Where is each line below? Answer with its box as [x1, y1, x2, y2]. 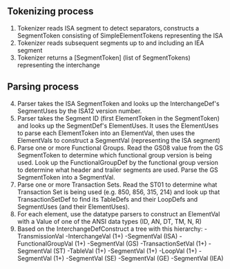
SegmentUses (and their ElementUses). [17, 202, 130, 211]
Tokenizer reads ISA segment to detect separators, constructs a [17, 24, 200, 32]
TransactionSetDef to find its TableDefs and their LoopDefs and [17, 195, 198, 203]
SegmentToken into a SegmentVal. [17, 173, 115, 181]
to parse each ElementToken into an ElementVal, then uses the [17, 128, 195, 137]
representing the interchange [17, 60, 100, 69]
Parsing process [7, 81, 79, 93]
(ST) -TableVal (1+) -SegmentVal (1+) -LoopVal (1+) [52, 246, 198, 255]
